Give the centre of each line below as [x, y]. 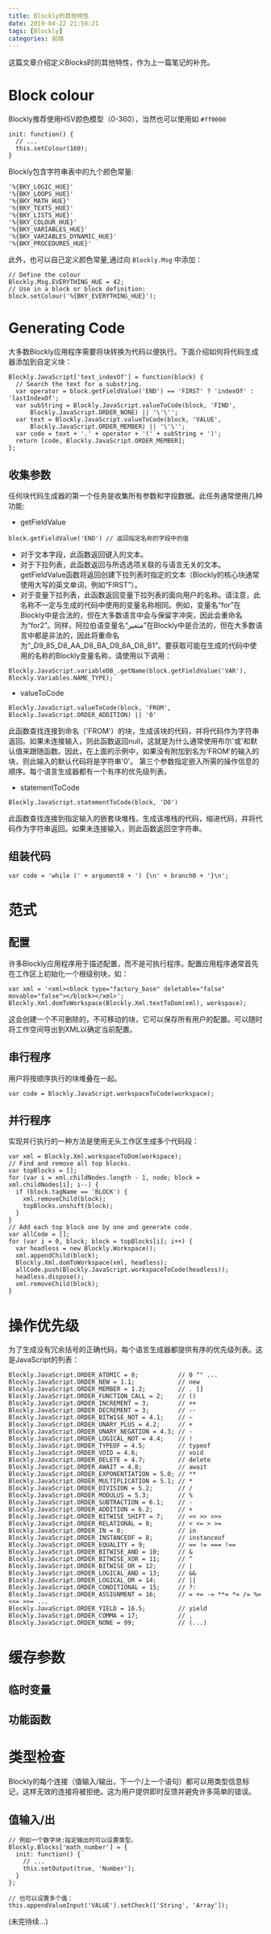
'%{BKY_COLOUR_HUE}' [43, 223]
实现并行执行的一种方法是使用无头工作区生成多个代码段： [104, 1141]
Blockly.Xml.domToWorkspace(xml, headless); [92, 1263]
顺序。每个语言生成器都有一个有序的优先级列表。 [90, 771]
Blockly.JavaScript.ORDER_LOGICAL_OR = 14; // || [102, 1580]
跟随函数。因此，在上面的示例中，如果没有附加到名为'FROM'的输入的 [144, 751]
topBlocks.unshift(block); [68, 1207]
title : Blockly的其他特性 [49, 16]
